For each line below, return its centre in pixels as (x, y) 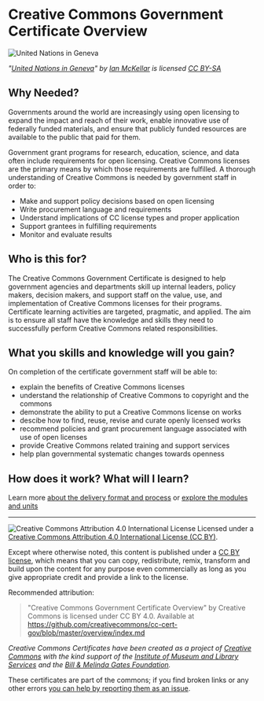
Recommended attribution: (51, 592)
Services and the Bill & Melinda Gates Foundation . (90, 665)
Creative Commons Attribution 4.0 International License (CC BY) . (113, 537)
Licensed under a (225, 529)
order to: (22, 186)
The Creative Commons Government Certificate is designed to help (117, 278)
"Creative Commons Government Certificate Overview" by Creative (136, 608)
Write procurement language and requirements (95, 209)
